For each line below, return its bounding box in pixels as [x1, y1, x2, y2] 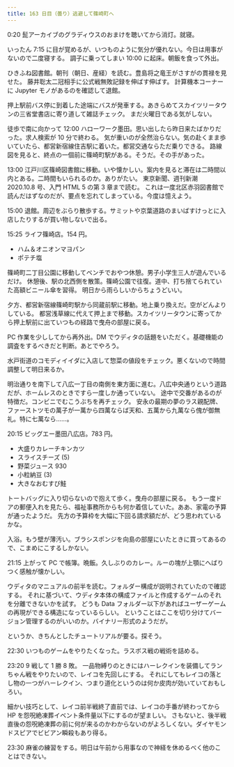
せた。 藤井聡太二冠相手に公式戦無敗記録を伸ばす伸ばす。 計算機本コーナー [7, 77, 224, 86]
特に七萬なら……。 [19, 414, 73, 423]
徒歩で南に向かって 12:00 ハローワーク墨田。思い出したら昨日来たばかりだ [7, 124, 221, 132]
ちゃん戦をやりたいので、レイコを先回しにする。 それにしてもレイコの [7, 670, 210, 678]
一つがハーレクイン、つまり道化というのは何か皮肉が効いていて [25, 678, 208, 687]
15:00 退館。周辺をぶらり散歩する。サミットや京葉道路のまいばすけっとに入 [7, 206, 226, 215]
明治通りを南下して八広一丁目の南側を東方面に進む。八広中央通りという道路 [7, 379, 227, 388]
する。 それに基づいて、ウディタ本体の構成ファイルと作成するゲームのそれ [7, 591, 221, 599]
